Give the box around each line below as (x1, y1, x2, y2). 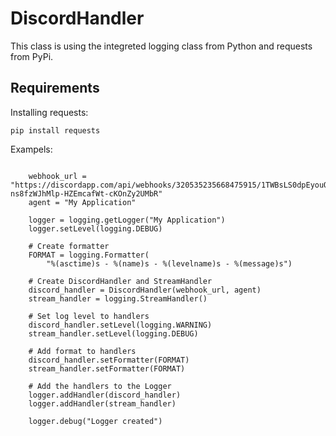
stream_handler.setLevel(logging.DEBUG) (28, 328, 199, 339)
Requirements (10, 80, 100, 97)
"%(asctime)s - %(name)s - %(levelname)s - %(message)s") (46, 258, 293, 269)
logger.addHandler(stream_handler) (28, 398, 177, 409)
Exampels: (10, 143, 53, 155)
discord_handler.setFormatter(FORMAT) (28, 355, 190, 365)
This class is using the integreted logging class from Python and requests (10, 40, 313, 52)
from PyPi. (10, 50, 54, 62)
